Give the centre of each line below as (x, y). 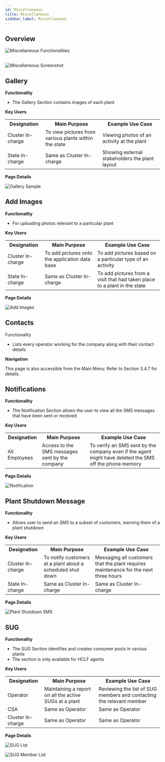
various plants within (69, 138)
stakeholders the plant (128, 158)
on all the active (62, 695)
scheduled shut (61, 570)
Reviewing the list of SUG (128, 689)
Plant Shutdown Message (45, 501)
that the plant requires (121, 563)
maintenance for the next (124, 570)
